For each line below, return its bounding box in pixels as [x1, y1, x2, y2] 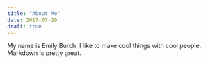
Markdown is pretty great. [7, 49, 81, 57]
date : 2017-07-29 [7, 17, 58, 23]
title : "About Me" [7, 10, 61, 17]
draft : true [7, 23, 42, 30]
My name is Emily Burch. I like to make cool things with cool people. [7, 42, 202, 50]
